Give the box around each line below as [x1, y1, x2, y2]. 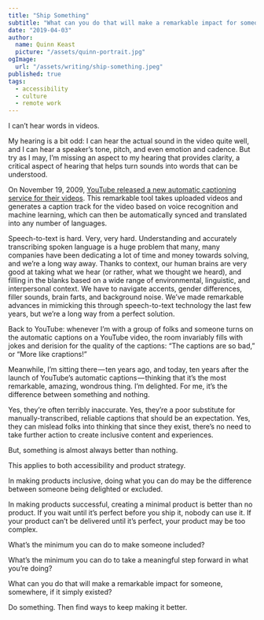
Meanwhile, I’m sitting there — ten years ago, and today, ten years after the [8, 365, 249, 374]
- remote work [15, 99, 61, 107]
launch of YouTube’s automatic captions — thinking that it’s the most [8, 373, 226, 383]
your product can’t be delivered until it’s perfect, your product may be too [8, 517, 246, 526]
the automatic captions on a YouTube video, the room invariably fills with [8, 332, 244, 343]
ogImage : [8, 56, 37, 64]
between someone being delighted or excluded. [8, 484, 163, 494]
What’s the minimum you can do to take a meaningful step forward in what [8, 555, 249, 565]
